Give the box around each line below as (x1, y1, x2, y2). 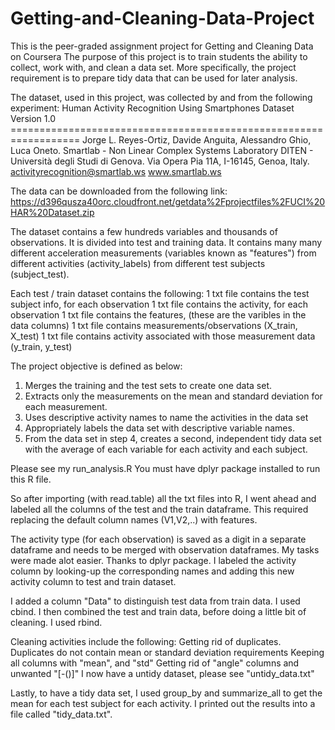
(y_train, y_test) (10, 340, 73, 352)
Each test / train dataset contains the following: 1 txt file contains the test (10, 287, 310, 299)
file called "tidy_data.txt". (10, 708, 113, 720)
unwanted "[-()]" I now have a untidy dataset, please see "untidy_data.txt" (10, 667, 315, 679)
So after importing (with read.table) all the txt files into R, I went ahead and (10, 492, 317, 504)
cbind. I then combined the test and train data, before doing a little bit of (10, 605, 307, 617)
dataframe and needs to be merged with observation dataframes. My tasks (10, 543, 320, 556)
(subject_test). (10, 268, 70, 280)
